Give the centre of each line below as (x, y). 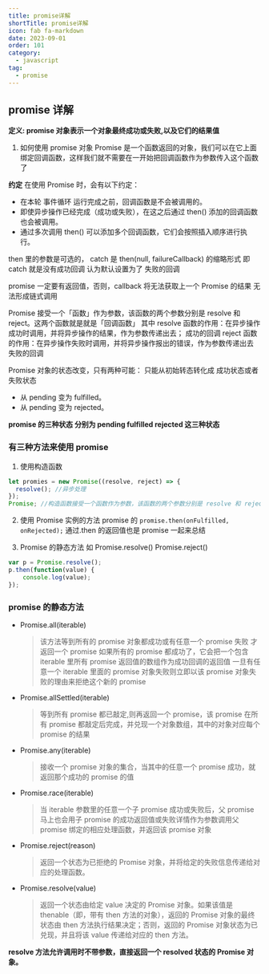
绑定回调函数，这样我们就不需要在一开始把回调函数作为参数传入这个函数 (139, 158)
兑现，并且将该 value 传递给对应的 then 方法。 (116, 935)
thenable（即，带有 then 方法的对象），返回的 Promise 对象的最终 (147, 915)
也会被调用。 (41, 222)
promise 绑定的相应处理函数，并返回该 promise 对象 (126, 830)
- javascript (37, 61)
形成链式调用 (36, 296)
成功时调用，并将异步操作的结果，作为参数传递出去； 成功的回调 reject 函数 (133, 333)
